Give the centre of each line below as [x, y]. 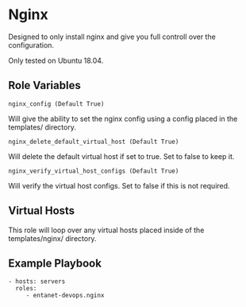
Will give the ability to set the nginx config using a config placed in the [123, 119]
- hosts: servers [37, 282]
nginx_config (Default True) [56, 104]
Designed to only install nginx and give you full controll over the [112, 37]
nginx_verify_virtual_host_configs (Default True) [94, 171]
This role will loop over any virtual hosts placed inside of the [106, 230]
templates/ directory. [42, 127]
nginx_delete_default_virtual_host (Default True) [94, 142]
